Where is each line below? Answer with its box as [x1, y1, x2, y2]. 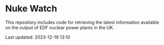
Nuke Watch [5, 3, 58, 14]
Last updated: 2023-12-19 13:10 [5, 34, 70, 40]
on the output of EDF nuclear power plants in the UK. [5, 24, 114, 30]
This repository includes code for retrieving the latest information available [5, 19, 159, 25]
